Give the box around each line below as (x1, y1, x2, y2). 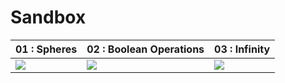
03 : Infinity (214, 42, 271, 56)
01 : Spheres (15, 42, 78, 56)
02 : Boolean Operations (86, 42, 205, 56)
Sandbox (10, 6, 87, 29)
